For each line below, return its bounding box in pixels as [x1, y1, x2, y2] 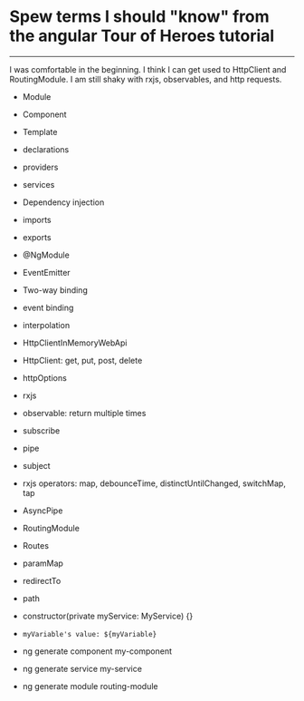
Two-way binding [22, 284, 88, 296]
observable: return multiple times [22, 407, 147, 418]
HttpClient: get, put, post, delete [22, 355, 143, 365]
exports [22, 231, 52, 242]
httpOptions [22, 372, 68, 383]
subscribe [22, 424, 61, 436]
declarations [22, 143, 70, 155]
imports [22, 214, 52, 225]
